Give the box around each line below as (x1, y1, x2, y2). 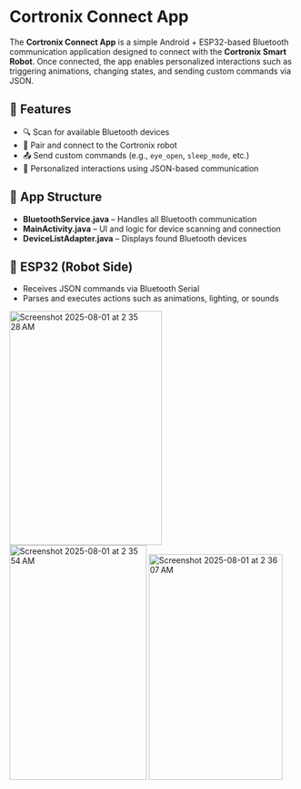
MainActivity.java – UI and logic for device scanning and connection (22, 223, 282, 234)
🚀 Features (9, 102, 72, 118)
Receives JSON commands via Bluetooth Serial (22, 283, 200, 294)
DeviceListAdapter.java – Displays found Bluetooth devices (22, 232, 247, 243)
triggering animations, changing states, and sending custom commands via (9, 66, 291, 77)
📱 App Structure (9, 190, 103, 205)
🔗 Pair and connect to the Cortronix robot (22, 139, 177, 150)
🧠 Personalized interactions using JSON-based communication (22, 162, 259, 174)
